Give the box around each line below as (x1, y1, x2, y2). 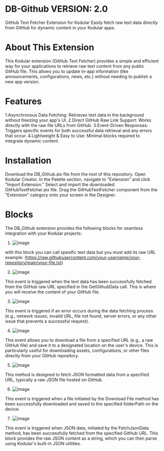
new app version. (5, 79, 40, 84)
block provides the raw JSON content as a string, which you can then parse (5, 435, 157, 441)
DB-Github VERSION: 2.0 (5, 3, 108, 15)
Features (5, 96, 42, 107)
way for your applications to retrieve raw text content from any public (5, 63, 144, 69)
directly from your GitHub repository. (5, 352, 79, 358)
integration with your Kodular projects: (5, 230, 82, 236)
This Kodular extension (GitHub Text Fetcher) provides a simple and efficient (5, 58, 159, 64)
